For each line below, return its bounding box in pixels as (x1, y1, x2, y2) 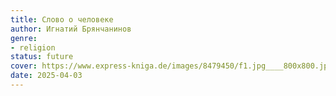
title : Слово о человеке (10, 14, 114, 25)
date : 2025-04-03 (10, 71, 83, 81)
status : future (10, 52, 74, 62)
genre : (10, 33, 38, 43)
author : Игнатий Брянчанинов (10, 24, 132, 34)
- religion (10, 42, 56, 53)
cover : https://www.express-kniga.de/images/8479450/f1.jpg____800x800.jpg (10, 61, 333, 71)
